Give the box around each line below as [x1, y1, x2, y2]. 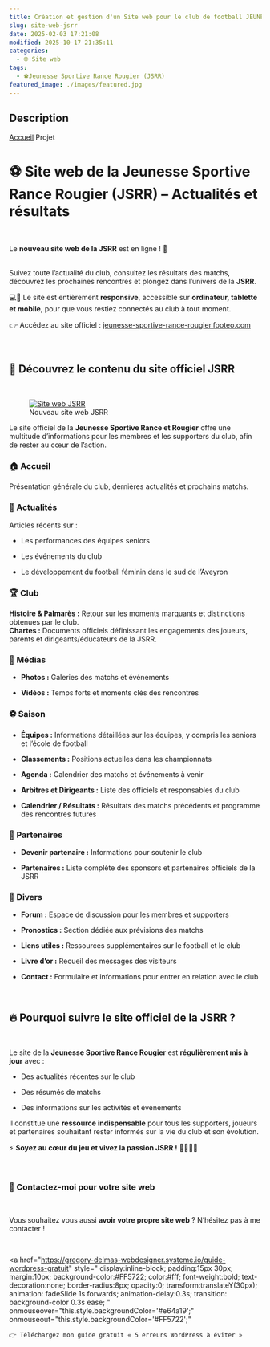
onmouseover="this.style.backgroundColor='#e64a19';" [9, 1306, 195, 1316]
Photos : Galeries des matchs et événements [20, 673, 170, 682]
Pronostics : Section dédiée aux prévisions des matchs [20, 926, 204, 935]
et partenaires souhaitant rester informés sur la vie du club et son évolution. [9, 1127, 260, 1137]
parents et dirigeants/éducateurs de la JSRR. [9, 634, 157, 644]
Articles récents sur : [9, 520, 79, 530]
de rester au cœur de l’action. [9, 440, 107, 450]
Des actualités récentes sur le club [20, 1072, 135, 1081]
